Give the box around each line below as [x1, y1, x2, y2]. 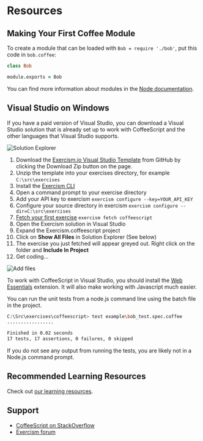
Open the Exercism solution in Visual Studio [15, 220, 126, 227]
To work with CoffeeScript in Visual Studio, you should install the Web [7, 276, 183, 284]
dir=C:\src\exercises [15, 208, 71, 214]
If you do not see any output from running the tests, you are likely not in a [7, 347, 192, 354]
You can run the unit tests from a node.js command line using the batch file [7, 295, 196, 302]
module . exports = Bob [7, 74, 62, 80]
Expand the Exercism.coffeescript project [15, 227, 120, 234]
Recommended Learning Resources [7, 371, 146, 381]
